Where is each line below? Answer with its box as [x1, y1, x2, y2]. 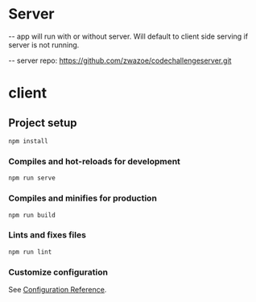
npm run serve [8, 174, 56, 182]
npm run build [8, 211, 56, 219]
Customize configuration [8, 267, 109, 278]
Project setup [8, 116, 78, 130]
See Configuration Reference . [8, 285, 107, 295]
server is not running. [8, 39, 80, 49]
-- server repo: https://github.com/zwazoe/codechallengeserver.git [8, 56, 232, 65]
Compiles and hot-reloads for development [8, 155, 181, 167]
